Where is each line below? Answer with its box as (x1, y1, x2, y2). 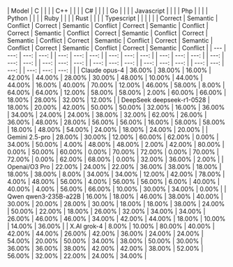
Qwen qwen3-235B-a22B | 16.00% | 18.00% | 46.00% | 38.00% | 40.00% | (7, 192, 223, 201)
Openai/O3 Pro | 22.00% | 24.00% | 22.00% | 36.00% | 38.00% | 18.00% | (7, 163, 222, 171)
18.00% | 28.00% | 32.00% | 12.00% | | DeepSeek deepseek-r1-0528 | (7, 96, 211, 104)
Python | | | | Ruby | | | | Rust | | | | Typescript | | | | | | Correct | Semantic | (7, 14, 218, 22)
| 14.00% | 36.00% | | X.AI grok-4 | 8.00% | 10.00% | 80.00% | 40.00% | (7, 222, 215, 230)
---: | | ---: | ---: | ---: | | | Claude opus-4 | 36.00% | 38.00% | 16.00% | (7, 66, 211, 74)
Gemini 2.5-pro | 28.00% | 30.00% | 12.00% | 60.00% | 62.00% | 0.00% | (7, 133, 219, 141)
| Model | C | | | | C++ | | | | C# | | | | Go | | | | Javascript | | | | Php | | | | (7, 7, 208, 15)
